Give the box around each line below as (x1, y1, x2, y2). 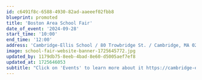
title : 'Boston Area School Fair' (6, 20, 93, 26)
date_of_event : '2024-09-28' (6, 25, 79, 32)
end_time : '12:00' (6, 37, 52, 43)
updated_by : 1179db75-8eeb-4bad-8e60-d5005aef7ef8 (6, 54, 136, 60)
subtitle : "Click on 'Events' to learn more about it (6, 64, 144, 71)
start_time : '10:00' (6, 31, 58, 37)
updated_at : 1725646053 (6, 59, 66, 65)
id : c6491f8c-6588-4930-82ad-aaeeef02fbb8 (6, 8, 114, 15)
